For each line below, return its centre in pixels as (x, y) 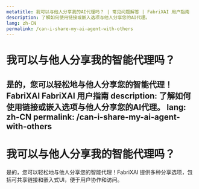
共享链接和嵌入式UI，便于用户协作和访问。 (70, 179)
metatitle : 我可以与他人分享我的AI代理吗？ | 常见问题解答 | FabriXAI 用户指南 (98, 12)
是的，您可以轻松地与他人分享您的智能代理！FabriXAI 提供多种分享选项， (97, 172)
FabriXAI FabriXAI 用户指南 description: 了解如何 (99, 96)
